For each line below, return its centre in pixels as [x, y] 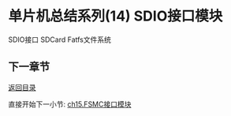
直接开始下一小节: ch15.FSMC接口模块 [70, 104]
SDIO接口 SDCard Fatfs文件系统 [60, 39]
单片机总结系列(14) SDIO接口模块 [115, 16]
